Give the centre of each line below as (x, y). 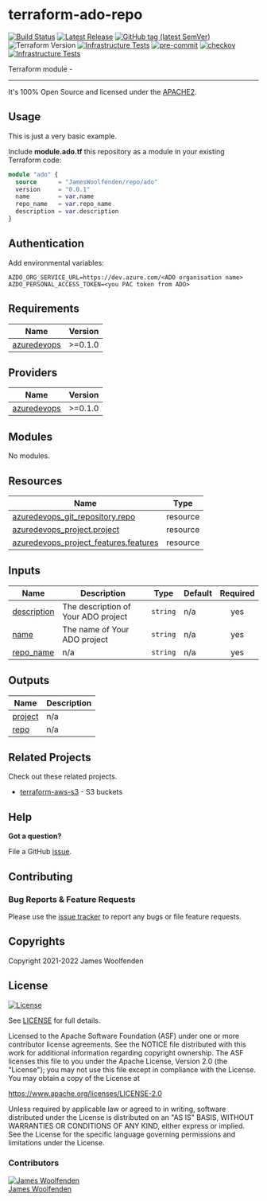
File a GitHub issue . (40, 852)
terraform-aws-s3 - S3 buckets (71, 792)
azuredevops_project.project (66, 529)
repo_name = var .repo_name (64, 204)
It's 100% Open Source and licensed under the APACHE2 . (103, 91)
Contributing (41, 876)
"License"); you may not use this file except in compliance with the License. (132, 1069)
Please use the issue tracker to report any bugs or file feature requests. (125, 916)
